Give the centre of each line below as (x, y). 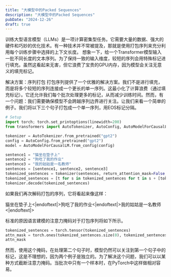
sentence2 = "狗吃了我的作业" (35, 159)
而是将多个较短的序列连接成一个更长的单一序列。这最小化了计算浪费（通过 (83, 89)
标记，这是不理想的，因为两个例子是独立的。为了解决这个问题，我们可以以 (83, 257)
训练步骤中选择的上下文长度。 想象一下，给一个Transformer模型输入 (90, 52)
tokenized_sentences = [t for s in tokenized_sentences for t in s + (81, 178)
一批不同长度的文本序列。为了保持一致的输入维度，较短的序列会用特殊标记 (83, 59)
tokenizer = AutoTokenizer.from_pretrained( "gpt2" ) (61, 136)
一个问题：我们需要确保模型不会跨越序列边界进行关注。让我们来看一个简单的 (85, 101)
